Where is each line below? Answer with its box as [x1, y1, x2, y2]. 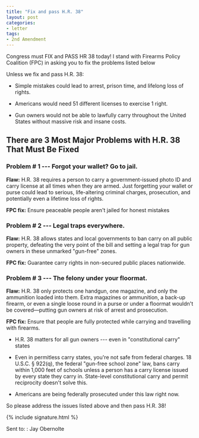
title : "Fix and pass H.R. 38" [6, 8, 84, 15]
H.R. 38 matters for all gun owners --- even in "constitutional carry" [14, 336, 181, 343]
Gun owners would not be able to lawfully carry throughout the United [14, 111, 187, 119]
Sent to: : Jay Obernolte [6, 425, 64, 433]
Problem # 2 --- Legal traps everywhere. [6, 221, 125, 229]
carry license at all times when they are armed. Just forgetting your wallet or [6, 182, 193, 190]
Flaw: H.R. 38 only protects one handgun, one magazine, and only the [6, 287, 178, 295]
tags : [6, 31, 20, 37]
